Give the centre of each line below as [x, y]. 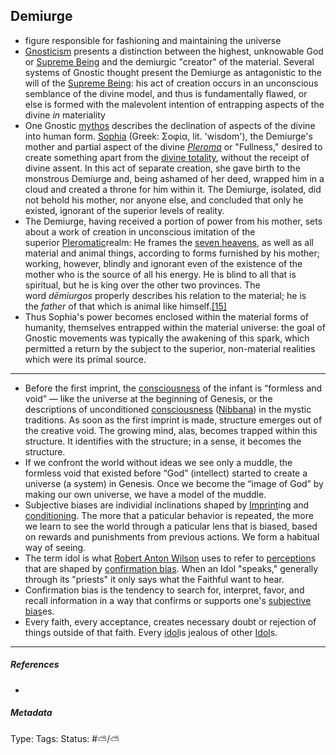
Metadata [31, 713]
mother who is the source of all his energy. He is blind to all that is [160, 274]
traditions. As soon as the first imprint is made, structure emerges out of [173, 420]
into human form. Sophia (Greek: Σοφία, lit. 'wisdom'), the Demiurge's [168, 136]
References [35, 665]
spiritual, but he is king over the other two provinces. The [142, 285]
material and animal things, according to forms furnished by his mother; [172, 253]
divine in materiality [65, 115]
